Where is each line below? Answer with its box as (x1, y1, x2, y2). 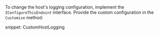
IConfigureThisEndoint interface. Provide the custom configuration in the (5, 9, 154, 15)
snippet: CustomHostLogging (5, 24, 65, 30)
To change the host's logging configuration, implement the (5, 4, 124, 10)
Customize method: (5, 15, 43, 20)
